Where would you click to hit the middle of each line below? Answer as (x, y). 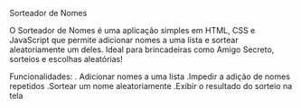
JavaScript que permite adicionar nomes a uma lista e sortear (124, 40)
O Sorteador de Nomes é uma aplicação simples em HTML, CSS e (132, 30)
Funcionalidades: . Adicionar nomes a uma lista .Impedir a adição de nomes (150, 76)
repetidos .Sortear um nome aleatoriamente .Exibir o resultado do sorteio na (151, 86)
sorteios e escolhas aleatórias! (66, 59)
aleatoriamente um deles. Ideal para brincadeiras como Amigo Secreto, (142, 49)
